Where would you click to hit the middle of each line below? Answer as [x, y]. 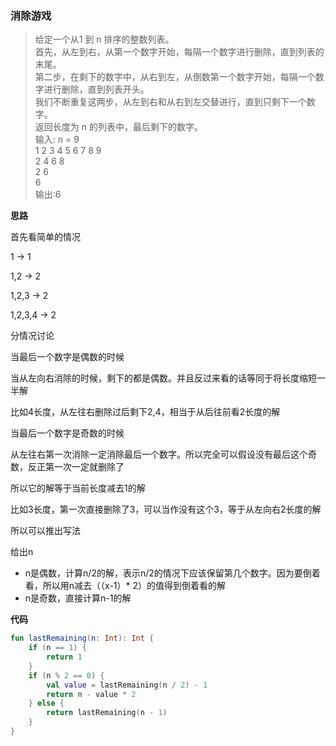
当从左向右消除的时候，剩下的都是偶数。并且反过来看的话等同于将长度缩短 [163, 378]
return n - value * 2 [91, 694]
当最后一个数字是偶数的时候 [67, 357]
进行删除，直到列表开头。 [96, 89]
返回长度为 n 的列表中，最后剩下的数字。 [118, 127]
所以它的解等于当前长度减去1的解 [78, 488]
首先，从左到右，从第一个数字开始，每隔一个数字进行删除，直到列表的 [179, 52]
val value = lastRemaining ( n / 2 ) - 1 [127, 685]
